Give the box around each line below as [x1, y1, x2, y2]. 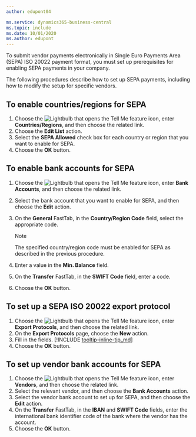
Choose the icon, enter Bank [14, 179, 188, 186]
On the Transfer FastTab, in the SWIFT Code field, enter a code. [14, 273, 171, 280]
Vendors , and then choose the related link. [14, 381, 119, 389]
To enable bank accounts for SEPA [6, 164, 135, 174]
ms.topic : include [6, 25, 51, 31]
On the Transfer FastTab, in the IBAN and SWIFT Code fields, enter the [14, 406, 188, 413]
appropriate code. [14, 221, 59, 228]
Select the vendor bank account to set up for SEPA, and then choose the [14, 394, 191, 401]
